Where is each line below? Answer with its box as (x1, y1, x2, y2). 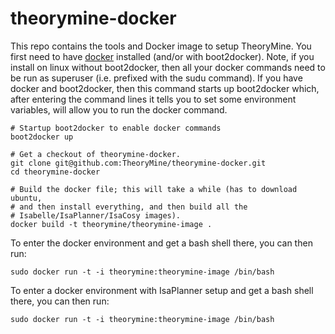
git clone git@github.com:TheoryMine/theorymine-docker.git (10, 158, 267, 168)
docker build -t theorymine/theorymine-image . (10, 219, 213, 229)
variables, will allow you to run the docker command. (10, 103, 228, 116)
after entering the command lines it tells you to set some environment (10, 93, 297, 105)
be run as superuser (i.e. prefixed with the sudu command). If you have (10, 72, 303, 84)
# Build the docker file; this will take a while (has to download (10, 184, 298, 194)
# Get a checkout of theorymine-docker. (10, 149, 182, 159)
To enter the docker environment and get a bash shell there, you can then (10, 237, 313, 249)
